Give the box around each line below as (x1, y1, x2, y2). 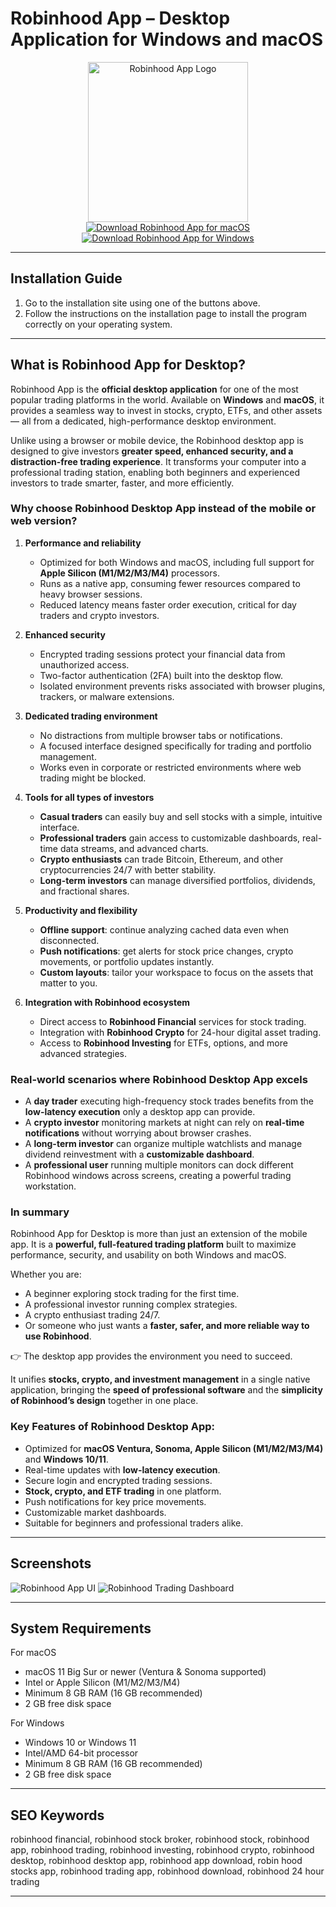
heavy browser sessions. (39, 588, 143, 600)
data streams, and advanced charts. (59, 842, 209, 854)
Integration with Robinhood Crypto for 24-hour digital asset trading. (39, 1026, 322, 1038)
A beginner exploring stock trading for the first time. (24, 1288, 240, 1300)
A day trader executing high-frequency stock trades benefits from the (24, 1095, 314, 1107)
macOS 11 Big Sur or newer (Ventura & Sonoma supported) (24, 1666, 267, 1678)
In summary (10, 1205, 70, 1219)
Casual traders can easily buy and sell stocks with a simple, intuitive (39, 810, 323, 822)
